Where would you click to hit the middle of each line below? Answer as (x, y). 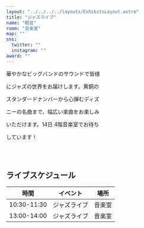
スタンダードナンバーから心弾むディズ (53, 99)
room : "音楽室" (23, 28)
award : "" (18, 56)
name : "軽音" (21, 23)
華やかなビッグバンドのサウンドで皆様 (53, 74)
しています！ (22, 137)
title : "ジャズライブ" (31, 17)
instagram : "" (29, 51)
